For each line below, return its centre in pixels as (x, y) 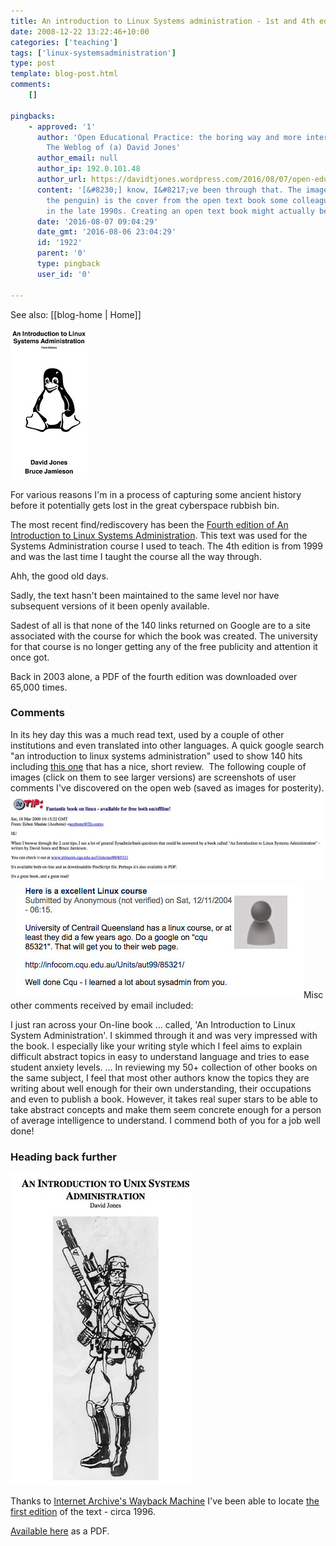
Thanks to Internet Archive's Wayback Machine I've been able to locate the (165, 1501)
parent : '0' (61, 253)
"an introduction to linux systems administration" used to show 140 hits (156, 756)
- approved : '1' (62, 126)
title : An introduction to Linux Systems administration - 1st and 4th (162, 21)
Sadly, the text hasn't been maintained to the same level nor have (145, 595)
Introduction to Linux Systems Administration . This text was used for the (159, 535)
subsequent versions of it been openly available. (110, 606)
